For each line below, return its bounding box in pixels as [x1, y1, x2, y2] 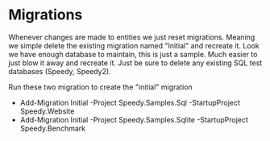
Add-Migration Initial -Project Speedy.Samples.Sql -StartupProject [19, 97, 240, 107]
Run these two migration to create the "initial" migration [8, 82, 193, 92]
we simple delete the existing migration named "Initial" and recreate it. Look [8, 40, 260, 50]
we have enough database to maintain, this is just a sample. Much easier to [8, 49, 258, 59]
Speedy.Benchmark [19, 123, 86, 133]
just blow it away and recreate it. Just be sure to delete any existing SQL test [8, 58, 263, 68]
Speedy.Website [19, 106, 75, 116]
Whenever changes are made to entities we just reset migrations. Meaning [8, 32, 255, 42]
